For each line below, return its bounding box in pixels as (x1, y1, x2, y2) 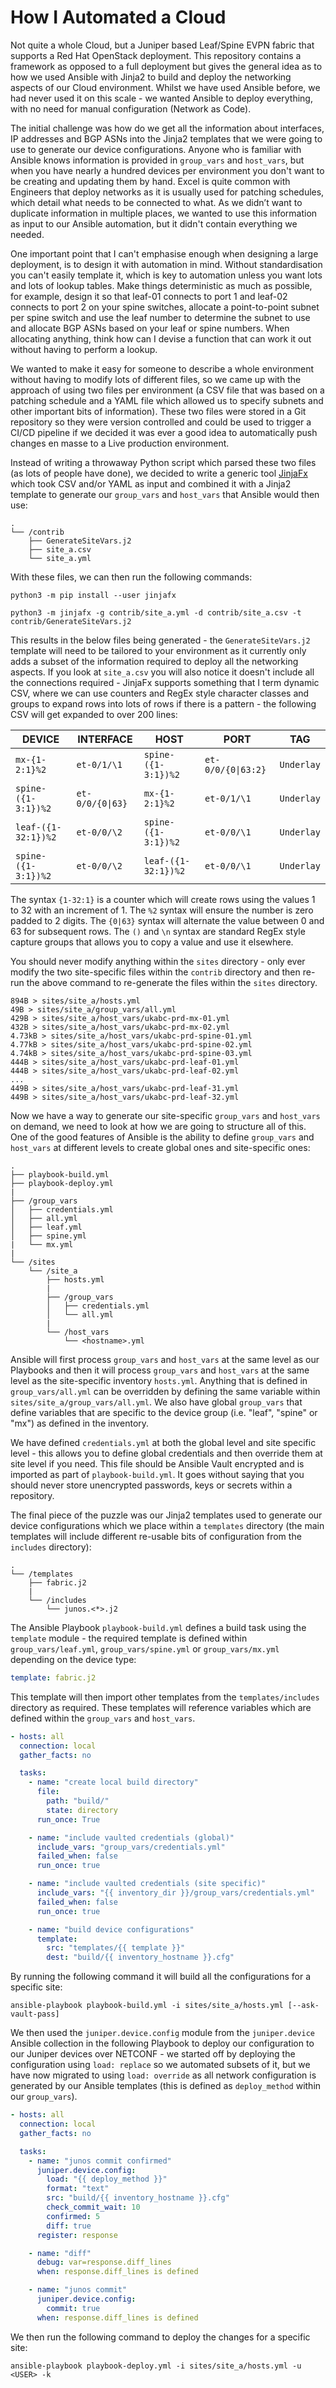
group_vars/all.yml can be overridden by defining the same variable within (10, 1385, 321, 1397)
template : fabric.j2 (10, 1672, 97, 1683)
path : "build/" (46, 1796, 110, 1806)
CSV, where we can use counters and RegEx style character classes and (10, 687, 310, 699)
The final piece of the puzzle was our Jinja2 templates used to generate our (10, 1509, 323, 1521)
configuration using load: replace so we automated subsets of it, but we (10, 2059, 311, 2071)
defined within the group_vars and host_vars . (10, 1712, 196, 1724)
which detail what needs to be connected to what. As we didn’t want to (10, 196, 303, 208)
